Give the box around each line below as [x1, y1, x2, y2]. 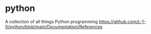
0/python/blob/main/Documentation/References [5, 23, 103, 29]
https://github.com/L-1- [98, 19, 146, 24]
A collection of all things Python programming [5, 19, 98, 24]
